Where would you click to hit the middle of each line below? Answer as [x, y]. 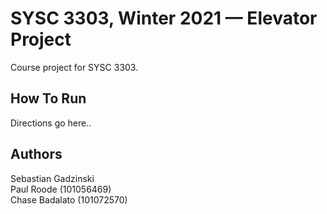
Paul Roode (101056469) [61, 189]
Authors [36, 154]
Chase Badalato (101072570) [69, 199]
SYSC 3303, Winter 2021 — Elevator [164, 18]
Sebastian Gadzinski [52, 178]
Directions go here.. [51, 123]
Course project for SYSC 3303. [74, 67]
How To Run [48, 98]
